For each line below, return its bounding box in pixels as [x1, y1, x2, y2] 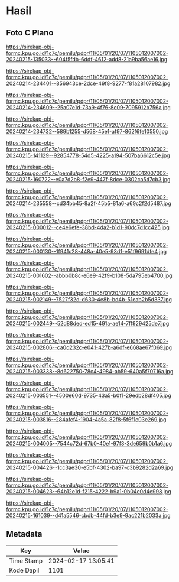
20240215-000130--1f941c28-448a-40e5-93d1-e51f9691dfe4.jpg [6, 248, 167, 255]
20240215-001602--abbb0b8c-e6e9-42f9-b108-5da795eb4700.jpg [6, 272, 173, 279]
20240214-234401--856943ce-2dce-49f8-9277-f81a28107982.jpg [6, 80, 171, 87]
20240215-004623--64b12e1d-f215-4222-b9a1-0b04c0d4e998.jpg [6, 488, 171, 495]
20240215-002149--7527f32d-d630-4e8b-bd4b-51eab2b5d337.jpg [6, 296, 173, 303]
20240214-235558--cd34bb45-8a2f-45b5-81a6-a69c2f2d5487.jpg [6, 200, 171, 207]
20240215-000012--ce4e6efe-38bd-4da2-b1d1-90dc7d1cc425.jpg [6, 224, 170, 231]
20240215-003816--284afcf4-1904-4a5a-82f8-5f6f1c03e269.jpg [6, 416, 167, 423]
